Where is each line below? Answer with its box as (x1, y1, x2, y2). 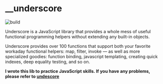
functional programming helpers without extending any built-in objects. (5, 34, 150, 40)
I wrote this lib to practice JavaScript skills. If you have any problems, (5, 68, 151, 74)
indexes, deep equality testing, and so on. (5, 59, 90, 64)
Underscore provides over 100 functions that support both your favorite (5, 43, 151, 49)
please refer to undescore (5, 73, 59, 79)
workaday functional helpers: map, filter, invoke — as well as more (5, 48, 140, 54)
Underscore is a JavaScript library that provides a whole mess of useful (5, 28, 151, 34)
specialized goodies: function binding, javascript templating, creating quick (5, 53, 158, 59)
